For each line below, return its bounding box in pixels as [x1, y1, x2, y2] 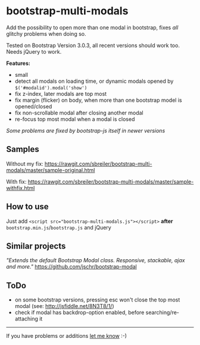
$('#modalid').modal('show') [14, 85, 87, 91]
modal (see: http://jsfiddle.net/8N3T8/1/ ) [14, 303, 114, 310]
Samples [6, 144, 40, 154]
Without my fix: [6, 160, 43, 167]
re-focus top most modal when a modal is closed [14, 115, 135, 123]
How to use [6, 201, 49, 212]
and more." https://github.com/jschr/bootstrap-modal [6, 263, 137, 271]
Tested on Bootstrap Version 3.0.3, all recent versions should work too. [6, 42, 180, 49]
